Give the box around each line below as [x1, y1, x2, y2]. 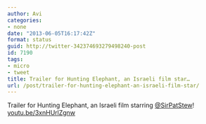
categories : [7, 17, 42, 24]
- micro [7, 62, 30, 69]
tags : [7, 56, 23, 63]
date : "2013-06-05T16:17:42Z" [7, 29, 96, 37]
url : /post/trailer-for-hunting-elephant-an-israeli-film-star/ [7, 82, 200, 89]
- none [7, 23, 27, 30]
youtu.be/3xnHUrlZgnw [7, 109, 76, 117]
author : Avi [7, 10, 42, 18]
